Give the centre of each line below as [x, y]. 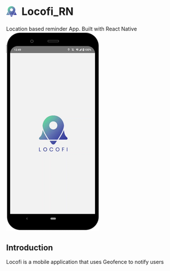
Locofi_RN [48, 12]
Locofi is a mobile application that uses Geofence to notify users [85, 262]
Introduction [30, 247]
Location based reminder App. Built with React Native [72, 29]
